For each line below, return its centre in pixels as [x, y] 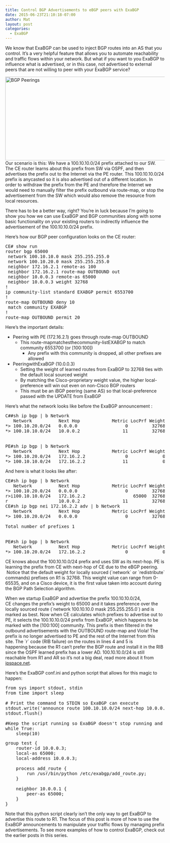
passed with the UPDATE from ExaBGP [60, 396]
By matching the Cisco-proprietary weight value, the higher [82, 380]
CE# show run [22, 246]
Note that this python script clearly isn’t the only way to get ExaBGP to [78, 814]
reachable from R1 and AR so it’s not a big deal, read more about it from [80, 657]
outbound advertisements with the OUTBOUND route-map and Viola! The [82, 631]
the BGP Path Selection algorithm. [40, 588]
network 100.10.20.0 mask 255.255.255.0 [59, 262]
